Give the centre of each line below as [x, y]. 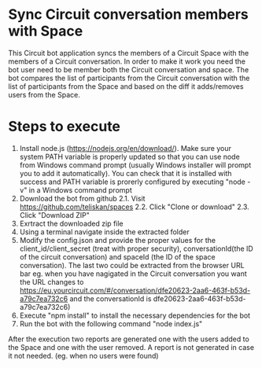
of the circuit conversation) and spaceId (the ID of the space [117, 256]
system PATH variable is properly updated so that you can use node [129, 156]
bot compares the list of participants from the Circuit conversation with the [129, 78]
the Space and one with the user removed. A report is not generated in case [131, 347]
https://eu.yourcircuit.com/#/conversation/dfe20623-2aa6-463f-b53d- [135, 290]
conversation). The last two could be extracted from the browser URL [132, 265]
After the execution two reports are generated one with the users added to [129, 339]
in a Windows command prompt [80, 190]
